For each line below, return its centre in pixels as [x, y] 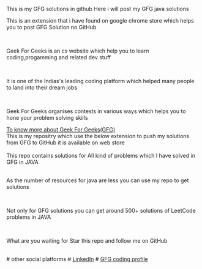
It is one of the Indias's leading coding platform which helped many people [100, 81]
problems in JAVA [29, 217]
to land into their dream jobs [42, 87]
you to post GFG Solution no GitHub [51, 27]
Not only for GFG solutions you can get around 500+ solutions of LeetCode [101, 211]
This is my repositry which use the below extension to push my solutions [98, 136]
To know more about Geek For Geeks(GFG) [61, 130]
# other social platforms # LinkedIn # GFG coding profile [77, 259]
